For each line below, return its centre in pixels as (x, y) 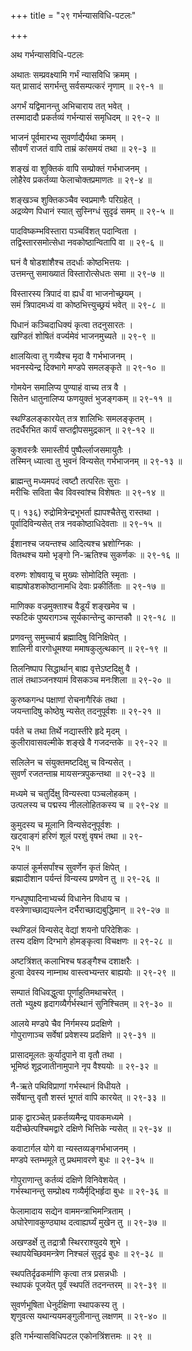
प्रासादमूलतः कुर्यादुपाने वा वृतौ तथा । (66, 1054)
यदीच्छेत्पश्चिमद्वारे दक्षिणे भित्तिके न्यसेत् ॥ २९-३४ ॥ (91, 1128)
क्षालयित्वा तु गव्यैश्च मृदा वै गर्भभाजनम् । (72, 356)
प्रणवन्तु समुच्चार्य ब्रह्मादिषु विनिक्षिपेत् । (69, 637)
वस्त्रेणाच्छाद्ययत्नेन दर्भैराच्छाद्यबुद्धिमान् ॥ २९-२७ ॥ (90, 909)
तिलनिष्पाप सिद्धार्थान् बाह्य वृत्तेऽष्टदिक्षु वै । (74, 668)
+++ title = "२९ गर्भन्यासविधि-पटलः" (73, 15)
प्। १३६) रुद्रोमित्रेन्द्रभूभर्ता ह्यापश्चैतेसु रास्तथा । (85, 512)
